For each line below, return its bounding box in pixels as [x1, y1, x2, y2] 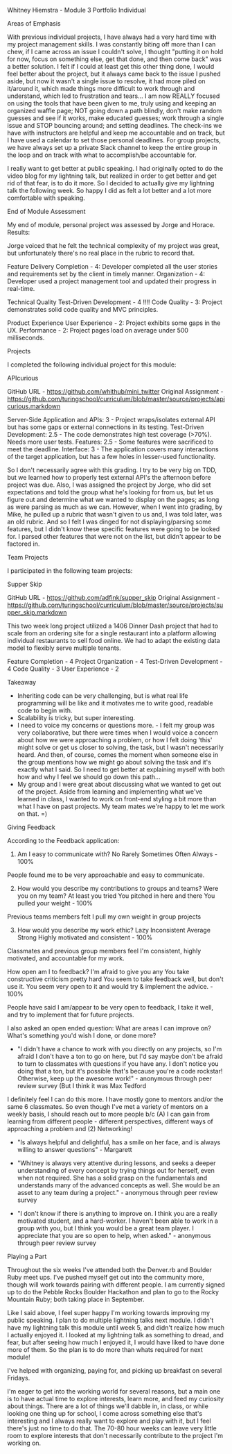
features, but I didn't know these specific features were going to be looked [7, 525, 220, 533]
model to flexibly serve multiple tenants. [7, 644, 121, 652]
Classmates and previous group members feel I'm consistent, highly [7, 947, 202, 955]
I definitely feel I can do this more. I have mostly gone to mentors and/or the [7, 1095, 224, 1103]
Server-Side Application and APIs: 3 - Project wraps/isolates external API [7, 416, 216, 424]
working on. [7, 1439, 42, 1447]
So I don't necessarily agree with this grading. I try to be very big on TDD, [7, 466, 217, 474]
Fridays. [7, 1374, 30, 1382]
